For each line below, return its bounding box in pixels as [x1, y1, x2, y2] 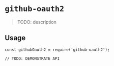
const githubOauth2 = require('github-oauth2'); [5, 47, 110, 52]
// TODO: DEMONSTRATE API [5, 56, 60, 61]
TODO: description [17, 19, 57, 25]
